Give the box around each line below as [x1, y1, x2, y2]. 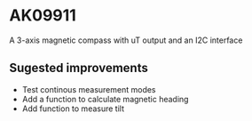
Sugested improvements [9, 60, 148, 76]
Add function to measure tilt [21, 103, 124, 114]
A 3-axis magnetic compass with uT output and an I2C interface [9, 35, 243, 45]
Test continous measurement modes [21, 84, 157, 94]
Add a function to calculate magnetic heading [21, 93, 189, 104]
